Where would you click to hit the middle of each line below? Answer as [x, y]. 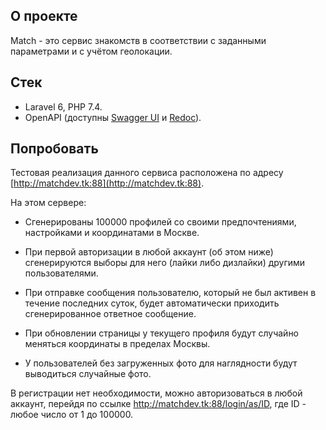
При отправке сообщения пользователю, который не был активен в [170, 293]
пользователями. [61, 273]
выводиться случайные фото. [88, 374]
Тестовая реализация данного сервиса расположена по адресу [147, 173]
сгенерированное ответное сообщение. [110, 314]
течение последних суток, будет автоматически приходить [152, 303]
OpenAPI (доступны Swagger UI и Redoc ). [113, 117]
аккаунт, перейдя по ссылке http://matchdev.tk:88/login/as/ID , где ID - [158, 404]
